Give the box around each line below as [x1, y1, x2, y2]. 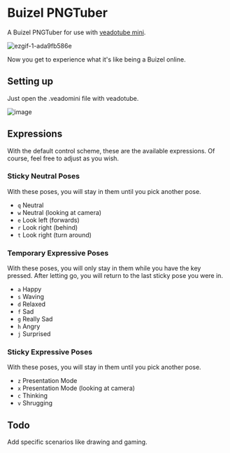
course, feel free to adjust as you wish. [7, 154, 120, 162]
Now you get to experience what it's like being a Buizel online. [7, 55, 187, 64]
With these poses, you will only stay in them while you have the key [7, 264, 201, 272]
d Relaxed [17, 300, 46, 309]
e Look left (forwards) [17, 216, 80, 224]
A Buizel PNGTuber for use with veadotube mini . [7, 28, 146, 36]
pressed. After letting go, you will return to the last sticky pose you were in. [7, 272, 224, 280]
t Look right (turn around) [17, 230, 92, 239]
